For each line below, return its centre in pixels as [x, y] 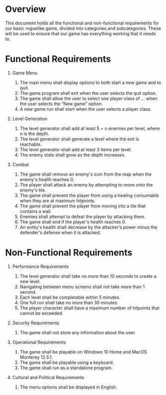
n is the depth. [35, 134]
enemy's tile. [33, 190]
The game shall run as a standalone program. [66, 368]
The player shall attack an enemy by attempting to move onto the [86, 185]
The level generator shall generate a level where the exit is [80, 139]
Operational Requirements [39, 342]
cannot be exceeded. [41, 313]
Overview [26, 9]
